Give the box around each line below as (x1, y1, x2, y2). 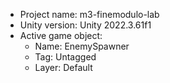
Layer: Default (34, 62, 93, 73)
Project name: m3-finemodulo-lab (19, 9, 160, 20)
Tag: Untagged (34, 51, 97, 63)
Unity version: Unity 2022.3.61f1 (19, 19, 152, 31)
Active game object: (19, 30, 103, 41)
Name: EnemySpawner (34, 40, 130, 52)
